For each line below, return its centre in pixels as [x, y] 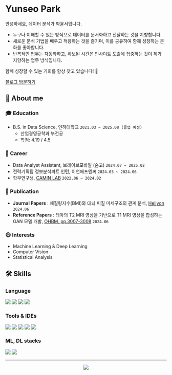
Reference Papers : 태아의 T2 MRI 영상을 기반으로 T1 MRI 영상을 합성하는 [88, 215]
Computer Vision [30, 252]
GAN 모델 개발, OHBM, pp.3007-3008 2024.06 [61, 222]
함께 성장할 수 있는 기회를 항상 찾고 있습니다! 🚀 [52, 71]
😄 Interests [20, 235]
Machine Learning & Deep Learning [50, 246]
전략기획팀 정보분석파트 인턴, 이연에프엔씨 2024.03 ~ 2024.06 [75, 171]
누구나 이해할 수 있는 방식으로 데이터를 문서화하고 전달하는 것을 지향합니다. [87, 34]
